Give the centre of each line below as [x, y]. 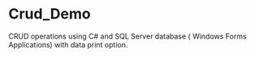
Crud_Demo [50, 14]
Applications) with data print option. [68, 44]
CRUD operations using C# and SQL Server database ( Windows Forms [127, 36]
